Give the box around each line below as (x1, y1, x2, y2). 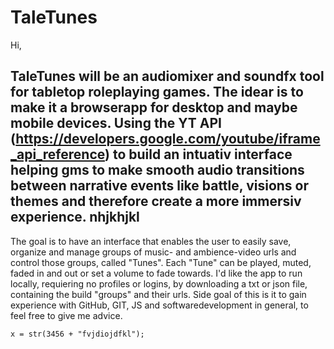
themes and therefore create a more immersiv (10, 193, 302, 210)
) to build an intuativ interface (104, 146, 293, 163)
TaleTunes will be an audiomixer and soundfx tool (10, 68, 325, 85)
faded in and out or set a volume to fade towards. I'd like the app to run (10, 267, 303, 279)
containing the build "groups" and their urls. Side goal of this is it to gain (10, 288, 307, 300)
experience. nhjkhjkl (10, 209, 140, 226)
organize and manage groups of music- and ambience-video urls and (10, 246, 297, 258)
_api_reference (10, 146, 106, 163)
